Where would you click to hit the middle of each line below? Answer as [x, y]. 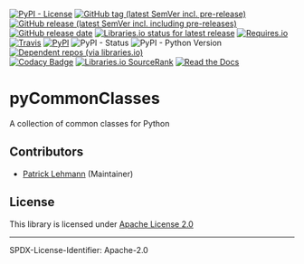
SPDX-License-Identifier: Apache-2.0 [79, 250]
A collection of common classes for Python [90, 123]
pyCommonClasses [85, 99]
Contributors [47, 152]
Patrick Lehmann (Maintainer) [78, 174]
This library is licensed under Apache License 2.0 [102, 224]
